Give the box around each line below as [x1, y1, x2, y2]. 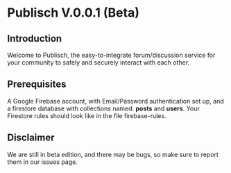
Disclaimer [7, 132, 55, 144]
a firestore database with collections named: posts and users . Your [7, 104, 200, 113]
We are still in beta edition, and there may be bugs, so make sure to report [7, 150, 219, 158]
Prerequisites [7, 79, 67, 90]
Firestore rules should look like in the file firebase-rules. [7, 111, 166, 120]
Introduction [7, 33, 62, 44]
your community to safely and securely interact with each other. [7, 58, 189, 67]
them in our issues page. [7, 158, 78, 166]
